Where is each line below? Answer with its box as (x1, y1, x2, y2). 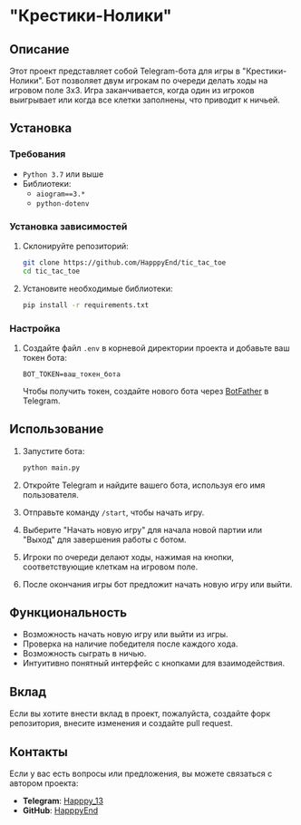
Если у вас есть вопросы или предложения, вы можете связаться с (9, 768, 273, 780)
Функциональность (9, 605, 128, 620)
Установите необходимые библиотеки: (22, 283, 173, 294)
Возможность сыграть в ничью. (22, 648, 147, 659)
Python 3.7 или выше (22, 169, 104, 180)
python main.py (22, 463, 81, 472)
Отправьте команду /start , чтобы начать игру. (22, 507, 205, 518)
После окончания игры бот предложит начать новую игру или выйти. (22, 578, 293, 589)
